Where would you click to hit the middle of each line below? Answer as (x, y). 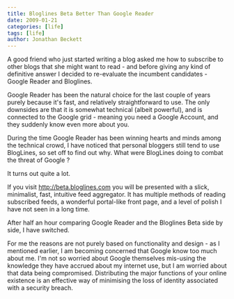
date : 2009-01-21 (32, 20)
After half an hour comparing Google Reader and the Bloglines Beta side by (115, 223)
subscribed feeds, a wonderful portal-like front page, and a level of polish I (115, 202)
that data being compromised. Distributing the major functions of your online (117, 273)
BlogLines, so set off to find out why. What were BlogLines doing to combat (115, 153)
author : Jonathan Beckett (45, 40)
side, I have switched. (38, 230)
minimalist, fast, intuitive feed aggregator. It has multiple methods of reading (117, 195)
